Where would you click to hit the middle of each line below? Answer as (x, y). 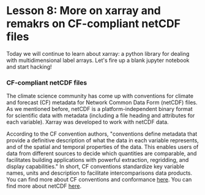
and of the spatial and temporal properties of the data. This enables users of (102, 147)
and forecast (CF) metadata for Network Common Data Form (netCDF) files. (102, 102)
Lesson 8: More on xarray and (84, 11)
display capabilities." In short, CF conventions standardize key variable (95, 167)
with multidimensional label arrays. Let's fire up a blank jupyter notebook (98, 60)
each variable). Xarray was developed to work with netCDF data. (88, 122)
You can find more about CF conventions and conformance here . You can (99, 180)
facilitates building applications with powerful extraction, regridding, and (98, 160)
